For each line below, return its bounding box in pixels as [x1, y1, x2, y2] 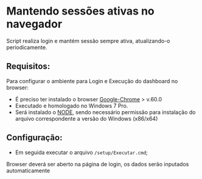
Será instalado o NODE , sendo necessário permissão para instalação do [15, 108, 196, 116]
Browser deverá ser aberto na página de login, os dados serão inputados [6, 160, 189, 167]
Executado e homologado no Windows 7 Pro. [15, 102, 128, 109]
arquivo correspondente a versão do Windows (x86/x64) [15, 115, 158, 122]
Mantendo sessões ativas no [6, 4, 155, 18]
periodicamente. [6, 44, 47, 51]
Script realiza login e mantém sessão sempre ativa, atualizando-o [6, 37, 170, 44]
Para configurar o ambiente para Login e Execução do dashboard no [6, 77, 178, 84]
